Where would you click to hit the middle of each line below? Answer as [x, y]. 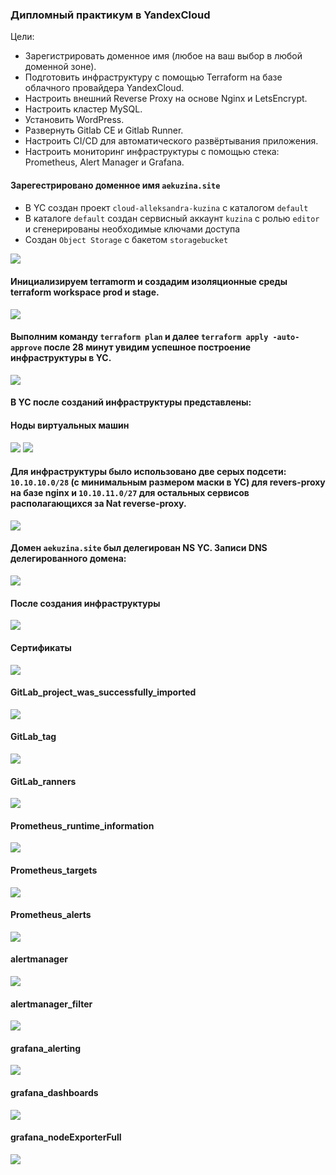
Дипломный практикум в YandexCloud [110, 15]
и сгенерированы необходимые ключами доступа [132, 229]
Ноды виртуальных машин [70, 425]
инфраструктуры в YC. [61, 358]
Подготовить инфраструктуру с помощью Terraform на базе [153, 77]
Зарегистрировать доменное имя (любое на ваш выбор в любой [163, 56]
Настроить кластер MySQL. [83, 109]
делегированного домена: [68, 559]
